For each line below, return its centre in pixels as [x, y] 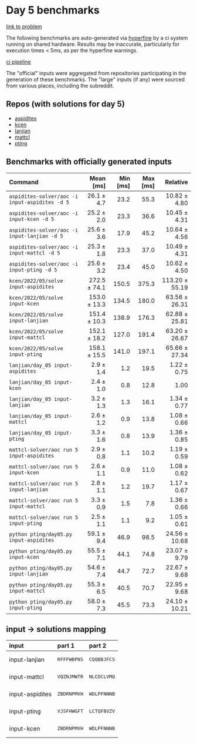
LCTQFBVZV [102, 711]
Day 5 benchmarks [53, 10]
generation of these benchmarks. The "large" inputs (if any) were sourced [96, 79]
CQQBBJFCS [102, 660]
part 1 [66, 646]
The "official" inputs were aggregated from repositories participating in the [96, 73]
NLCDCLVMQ [102, 677]
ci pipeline [18, 62]
